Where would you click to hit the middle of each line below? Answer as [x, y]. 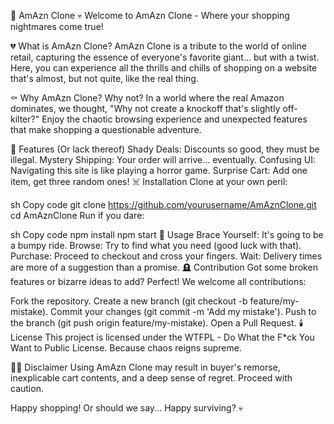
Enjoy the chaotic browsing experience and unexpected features [174, 119]
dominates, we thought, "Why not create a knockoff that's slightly [145, 108]
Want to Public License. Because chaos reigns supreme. [126, 348]
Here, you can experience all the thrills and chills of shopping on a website [164, 68]
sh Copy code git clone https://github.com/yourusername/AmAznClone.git [163, 204]
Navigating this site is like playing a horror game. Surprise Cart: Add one [159, 170]
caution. [27, 388]
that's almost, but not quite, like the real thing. [104, 78]
